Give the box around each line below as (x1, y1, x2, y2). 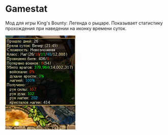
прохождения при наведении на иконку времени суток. (5, 25, 127, 31)
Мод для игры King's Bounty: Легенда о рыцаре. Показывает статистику (5, 20, 163, 26)
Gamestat (5, 3, 48, 15)
